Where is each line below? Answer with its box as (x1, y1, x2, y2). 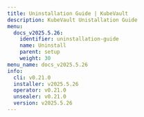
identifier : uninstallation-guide (19, 36, 119, 43)
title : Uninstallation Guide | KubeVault (7, 10, 129, 17)
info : (7, 67, 23, 74)
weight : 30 (19, 55, 51, 62)
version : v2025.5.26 (13, 100, 73, 107)
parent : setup (19, 49, 60, 56)
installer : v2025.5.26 (13, 81, 79, 87)
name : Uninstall (19, 42, 67, 49)
